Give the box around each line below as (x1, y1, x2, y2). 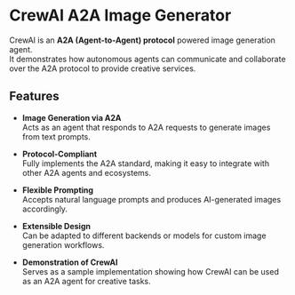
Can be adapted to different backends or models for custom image (21, 230, 267, 241)
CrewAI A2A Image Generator (9, 5, 232, 26)
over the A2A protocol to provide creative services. (9, 63, 196, 74)
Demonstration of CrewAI (21, 257, 118, 267)
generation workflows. (21, 239, 105, 250)
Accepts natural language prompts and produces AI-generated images (21, 194, 282, 204)
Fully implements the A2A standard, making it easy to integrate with (21, 157, 269, 169)
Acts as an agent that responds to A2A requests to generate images (21, 122, 271, 132)
